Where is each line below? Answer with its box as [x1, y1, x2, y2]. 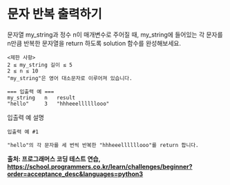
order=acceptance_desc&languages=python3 [7, 170, 144, 178]
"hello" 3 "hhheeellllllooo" [7, 100, 110, 107]
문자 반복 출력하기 [7, 6, 102, 22]
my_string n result [7, 94, 76, 101]
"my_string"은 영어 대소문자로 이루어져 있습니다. [7, 75, 133, 81]
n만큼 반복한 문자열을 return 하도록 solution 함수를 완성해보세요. [7, 39, 182, 47]
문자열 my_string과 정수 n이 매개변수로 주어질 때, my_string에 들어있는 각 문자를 [7, 30, 223, 39]
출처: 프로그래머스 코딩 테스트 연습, [7, 155, 101, 163]
